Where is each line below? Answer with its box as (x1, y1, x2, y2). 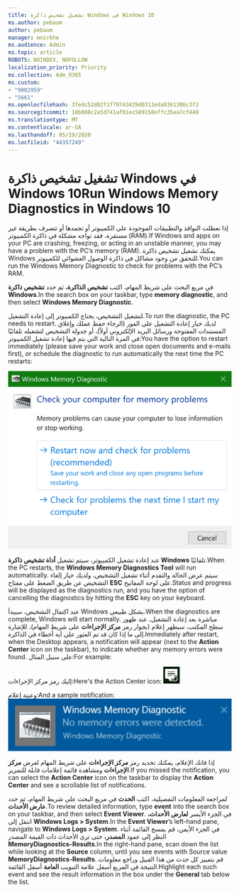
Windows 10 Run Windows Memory (8, 185, 219, 202)
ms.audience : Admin (8, 41, 66, 49)
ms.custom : (8, 79, 40, 86)
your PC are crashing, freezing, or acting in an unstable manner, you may (8, 239, 222, 248)
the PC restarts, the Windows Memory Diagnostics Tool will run (8, 563, 197, 572)
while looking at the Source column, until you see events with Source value (8, 847, 228, 856)
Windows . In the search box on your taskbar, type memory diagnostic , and (8, 290, 228, 299)
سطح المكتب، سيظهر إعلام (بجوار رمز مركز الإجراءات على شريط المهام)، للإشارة (8, 622, 223, 631)
